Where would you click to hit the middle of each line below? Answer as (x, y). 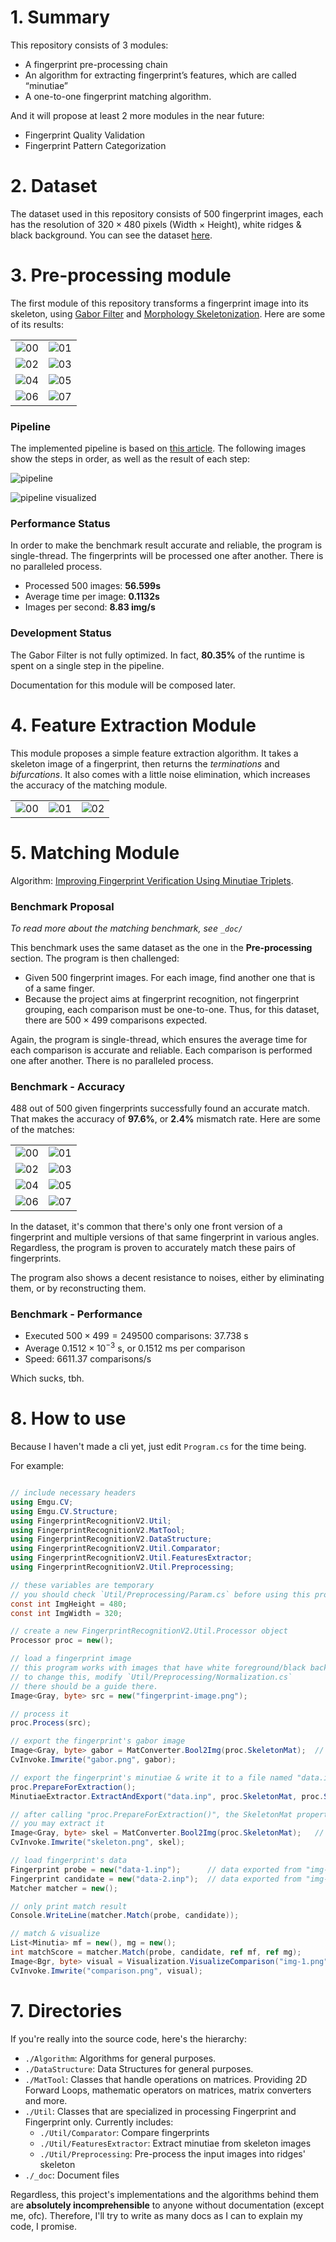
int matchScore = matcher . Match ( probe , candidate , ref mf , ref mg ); (156, 1952)
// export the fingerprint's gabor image (98, 1741)
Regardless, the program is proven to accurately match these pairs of (153, 1248)
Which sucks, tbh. (47, 1378)
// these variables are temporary (82, 1585)
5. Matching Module (95, 852)
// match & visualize (55, 1934)
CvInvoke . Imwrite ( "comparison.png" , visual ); (106, 1971)
